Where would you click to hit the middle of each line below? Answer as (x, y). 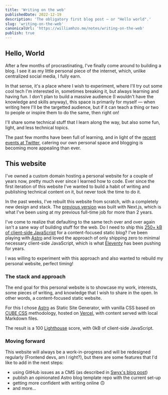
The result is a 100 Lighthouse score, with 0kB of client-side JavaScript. (79, 328)
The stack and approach (36, 276)
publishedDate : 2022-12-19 (33, 15)
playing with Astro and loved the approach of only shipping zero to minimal (82, 238)
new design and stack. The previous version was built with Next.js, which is (83, 207)
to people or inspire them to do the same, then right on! (62, 112)
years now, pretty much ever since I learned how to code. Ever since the (80, 181)
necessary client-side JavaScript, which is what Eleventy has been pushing (83, 243)
